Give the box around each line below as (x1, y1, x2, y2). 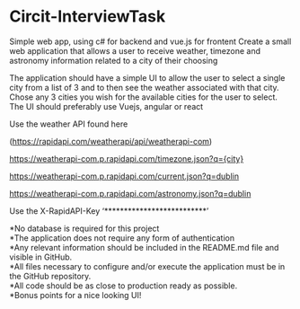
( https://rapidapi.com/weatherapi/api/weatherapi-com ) (9, 136, 213, 146)
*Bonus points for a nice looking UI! (9, 289, 142, 300)
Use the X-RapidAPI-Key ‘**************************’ (9, 205, 209, 216)
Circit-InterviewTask (9, 6, 166, 27)
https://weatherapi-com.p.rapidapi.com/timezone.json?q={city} (9, 153, 244, 163)
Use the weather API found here (9, 119, 128, 129)
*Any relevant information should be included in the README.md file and (9, 242, 279, 252)
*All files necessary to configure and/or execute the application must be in (9, 260, 286, 271)
